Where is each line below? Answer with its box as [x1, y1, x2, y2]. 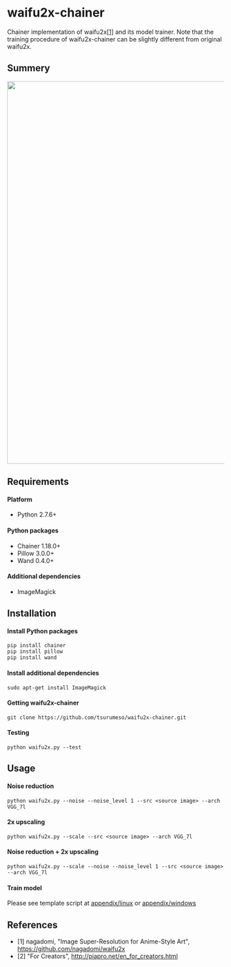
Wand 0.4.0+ [17, 556, 54, 564]
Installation [7, 608, 57, 620]
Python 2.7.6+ [17, 510, 57, 519]
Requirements [7, 476, 69, 488]
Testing [7, 729, 30, 737]
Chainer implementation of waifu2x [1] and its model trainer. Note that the [7, 28, 214, 36]
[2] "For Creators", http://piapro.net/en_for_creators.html [17, 952, 178, 960]
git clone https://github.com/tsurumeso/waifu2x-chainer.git [7, 714, 187, 721]
